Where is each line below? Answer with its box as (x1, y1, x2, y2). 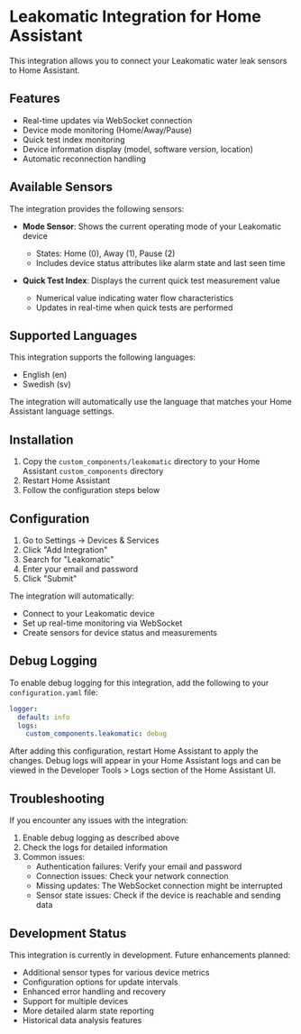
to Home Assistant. (9, 65, 80, 76)
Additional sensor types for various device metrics (22, 966, 210, 977)
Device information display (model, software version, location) (22, 143, 254, 154)
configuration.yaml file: (9, 687, 98, 698)
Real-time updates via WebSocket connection (22, 114, 193, 125)
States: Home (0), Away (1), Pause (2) (35, 248, 176, 259)
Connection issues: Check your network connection (35, 871, 229, 882)
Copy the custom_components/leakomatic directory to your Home (22, 456, 260, 467)
